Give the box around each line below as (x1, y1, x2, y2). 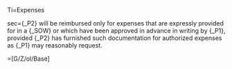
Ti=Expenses (7, 6, 45, 14)
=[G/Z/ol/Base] (7, 55, 51, 63)
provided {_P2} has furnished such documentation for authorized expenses (7, 34, 222, 42)
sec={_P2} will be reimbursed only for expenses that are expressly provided (7, 19, 224, 27)
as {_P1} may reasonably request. (7, 41, 102, 49)
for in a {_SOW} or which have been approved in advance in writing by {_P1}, (7, 27, 226, 34)
